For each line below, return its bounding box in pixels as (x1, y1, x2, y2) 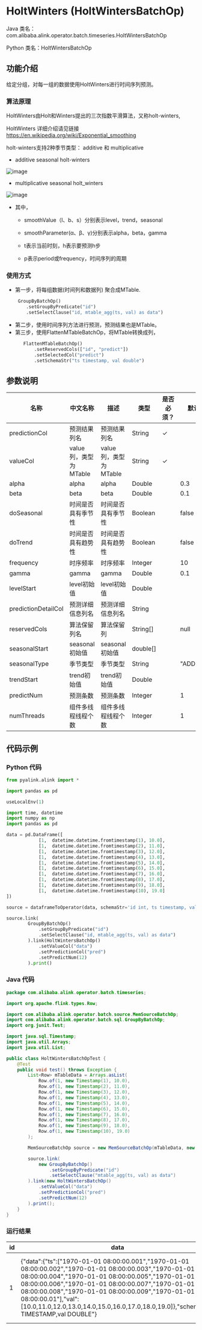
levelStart (9, 584, 36, 593)
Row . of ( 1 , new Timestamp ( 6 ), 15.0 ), (38, 1106, 130, 1112)
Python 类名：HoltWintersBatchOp (6, 44, 92, 51)
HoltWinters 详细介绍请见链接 (6, 125, 79, 132)
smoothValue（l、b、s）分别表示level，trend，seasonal (23, 216, 164, 224)
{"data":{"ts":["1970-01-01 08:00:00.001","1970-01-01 (20, 1257, 189, 1265)
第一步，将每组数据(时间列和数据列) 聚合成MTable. (14, 286, 141, 294)
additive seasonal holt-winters (14, 156, 90, 163)
